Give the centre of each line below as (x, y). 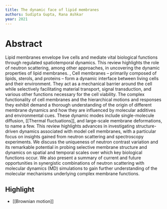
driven (12, 131)
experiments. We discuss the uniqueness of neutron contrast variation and (82, 142)
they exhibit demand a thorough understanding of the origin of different (79, 105)
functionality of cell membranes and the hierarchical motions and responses (83, 100)
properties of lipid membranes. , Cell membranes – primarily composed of (81, 73)
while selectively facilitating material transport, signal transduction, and (78, 89)
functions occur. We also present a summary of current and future (73, 158)
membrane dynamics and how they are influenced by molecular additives (81, 110)
